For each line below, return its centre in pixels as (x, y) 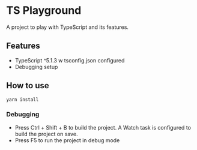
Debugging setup (36, 67)
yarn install (23, 100)
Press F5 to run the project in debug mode (67, 140)
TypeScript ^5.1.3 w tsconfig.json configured (70, 60)
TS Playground (44, 10)
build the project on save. (46, 134)
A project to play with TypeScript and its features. (68, 27)
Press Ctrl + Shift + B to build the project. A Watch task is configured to (103, 127)
